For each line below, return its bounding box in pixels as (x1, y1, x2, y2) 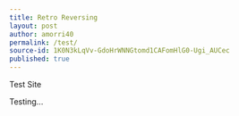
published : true (9, 54, 70, 63)
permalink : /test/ (9, 37, 78, 47)
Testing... (9, 96, 44, 107)
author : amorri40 (9, 29, 74, 38)
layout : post (9, 21, 58, 30)
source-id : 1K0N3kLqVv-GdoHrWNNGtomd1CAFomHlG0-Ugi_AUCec (9, 46, 230, 55)
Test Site (9, 79, 42, 89)
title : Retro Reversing (9, 12, 98, 22)
